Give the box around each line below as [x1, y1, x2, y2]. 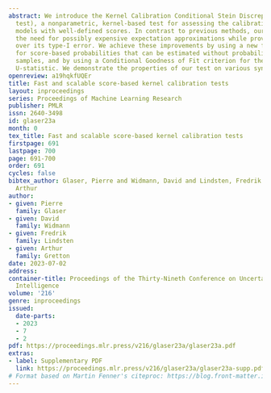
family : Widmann [15, 222, 70, 230]
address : [8, 267, 38, 275]
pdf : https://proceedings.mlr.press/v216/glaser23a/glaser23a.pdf [8, 342, 236, 350]
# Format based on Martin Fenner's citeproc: [8, 372, 164, 380]
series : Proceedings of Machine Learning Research [8, 94, 182, 102]
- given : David [8, 215, 60, 223]
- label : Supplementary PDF [8, 357, 103, 366]
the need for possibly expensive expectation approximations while [15, 34, 248, 43]
